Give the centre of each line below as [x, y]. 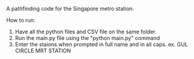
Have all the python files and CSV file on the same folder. [86, 32]
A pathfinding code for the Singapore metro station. [70, 9]
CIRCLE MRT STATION [43, 51]
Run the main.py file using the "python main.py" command [87, 38]
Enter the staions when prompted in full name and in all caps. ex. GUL [101, 44]
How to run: [21, 20]
